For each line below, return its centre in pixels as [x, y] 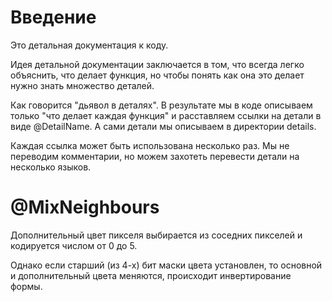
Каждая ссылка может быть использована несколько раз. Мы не [150, 145]
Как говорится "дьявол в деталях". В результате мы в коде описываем [161, 105]
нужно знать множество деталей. [82, 85]
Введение [53, 17]
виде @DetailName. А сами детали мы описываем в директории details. [163, 126]
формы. [26, 286]
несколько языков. [51, 167]
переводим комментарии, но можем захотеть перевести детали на [155, 156]
